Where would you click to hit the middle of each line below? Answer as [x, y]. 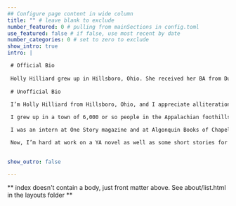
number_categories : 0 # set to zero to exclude [78, 40]
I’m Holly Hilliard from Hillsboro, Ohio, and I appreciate [100, 105]
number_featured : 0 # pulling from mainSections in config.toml [103, 27]
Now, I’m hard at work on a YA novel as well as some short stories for [119, 142]
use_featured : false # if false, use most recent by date [94, 33]
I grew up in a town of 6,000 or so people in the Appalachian [105, 117]
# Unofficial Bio [35, 92]
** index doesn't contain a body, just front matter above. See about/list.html [117, 188]
